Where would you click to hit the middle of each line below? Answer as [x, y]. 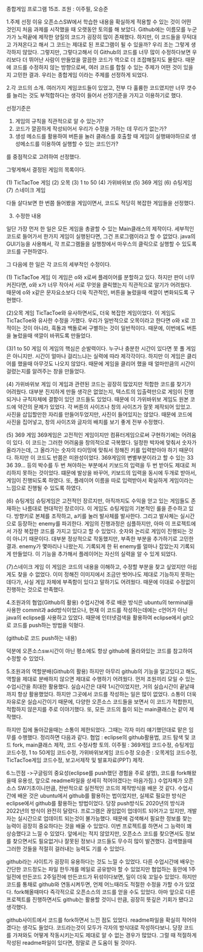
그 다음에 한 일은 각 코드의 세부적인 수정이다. [59, 264]
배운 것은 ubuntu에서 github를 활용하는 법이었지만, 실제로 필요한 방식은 [102, 796]
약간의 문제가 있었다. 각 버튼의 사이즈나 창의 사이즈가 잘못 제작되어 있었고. [105, 407]
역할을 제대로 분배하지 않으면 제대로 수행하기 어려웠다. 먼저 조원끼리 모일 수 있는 [101, 679]
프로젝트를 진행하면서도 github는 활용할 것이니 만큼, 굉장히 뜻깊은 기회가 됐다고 [100, 900]
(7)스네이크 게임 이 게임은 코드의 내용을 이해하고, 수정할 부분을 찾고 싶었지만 [96, 567]
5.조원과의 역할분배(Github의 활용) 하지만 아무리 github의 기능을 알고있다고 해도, [102, 671]
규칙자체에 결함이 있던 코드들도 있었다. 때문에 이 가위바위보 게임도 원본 [105, 399]
